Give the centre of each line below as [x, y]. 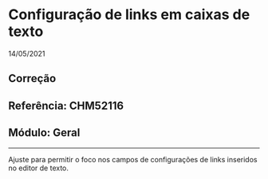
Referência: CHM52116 [66, 105]
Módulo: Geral [44, 133]
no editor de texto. [39, 168]
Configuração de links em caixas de [129, 15]
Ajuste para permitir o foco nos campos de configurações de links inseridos [133, 159]
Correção [32, 78]
